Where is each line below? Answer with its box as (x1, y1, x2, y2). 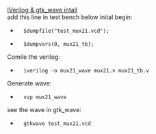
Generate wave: (7, 79, 52, 88)
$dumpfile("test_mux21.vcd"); (23, 27, 109, 34)
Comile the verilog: (7, 53, 60, 61)
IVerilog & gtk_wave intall (7, 6, 77, 14)
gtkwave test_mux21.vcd (23, 120, 91, 127)
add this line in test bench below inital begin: (7, 13, 133, 21)
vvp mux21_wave (23, 94, 67, 100)
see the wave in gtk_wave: (7, 106, 82, 113)
